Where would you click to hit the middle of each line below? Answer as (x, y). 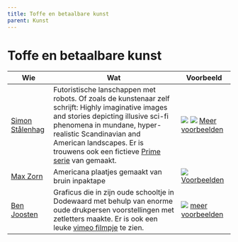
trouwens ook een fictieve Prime (107, 151)
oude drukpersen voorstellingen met (114, 210)
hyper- (149, 125)
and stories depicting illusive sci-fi (110, 116)
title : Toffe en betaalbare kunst (58, 14)
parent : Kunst (28, 21)
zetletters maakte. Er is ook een (105, 219)
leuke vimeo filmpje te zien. (98, 228)
